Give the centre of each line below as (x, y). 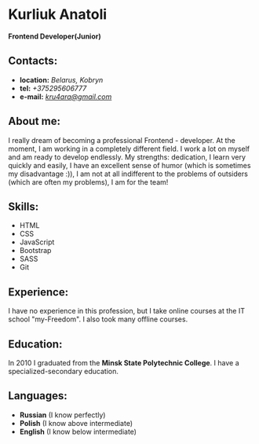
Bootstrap (35, 251)
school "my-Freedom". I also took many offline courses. (98, 319)
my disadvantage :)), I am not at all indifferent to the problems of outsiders (128, 174)
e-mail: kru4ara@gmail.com (66, 97)
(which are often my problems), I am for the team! (88, 182)
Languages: (38, 396)
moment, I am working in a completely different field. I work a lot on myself (129, 149)
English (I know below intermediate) (78, 431)
